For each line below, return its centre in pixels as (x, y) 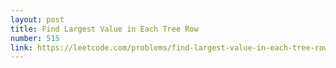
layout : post (37, 19)
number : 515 (35, 38)
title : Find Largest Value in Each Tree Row (104, 29)
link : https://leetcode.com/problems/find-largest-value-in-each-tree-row (169, 47)
